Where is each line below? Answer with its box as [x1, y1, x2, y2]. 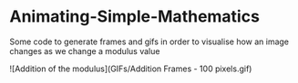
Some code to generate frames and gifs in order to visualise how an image [9, 36, 290, 47]
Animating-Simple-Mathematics [9, 6, 260, 27]
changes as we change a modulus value [9, 45, 160, 56]
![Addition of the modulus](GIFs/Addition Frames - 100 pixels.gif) [9, 63, 252, 74]
